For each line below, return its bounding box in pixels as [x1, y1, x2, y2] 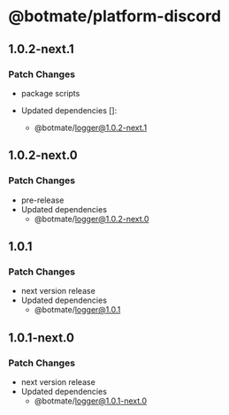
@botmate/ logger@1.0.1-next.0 [34, 396, 148, 406]
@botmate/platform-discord [8, 6, 222, 27]
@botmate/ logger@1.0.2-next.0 [34, 213, 149, 224]
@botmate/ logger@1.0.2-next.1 [34, 122, 148, 133]
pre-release [20, 195, 65, 205]
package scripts [20, 88, 80, 98]
